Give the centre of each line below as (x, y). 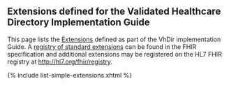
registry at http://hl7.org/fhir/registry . (60, 62)
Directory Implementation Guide (79, 23)
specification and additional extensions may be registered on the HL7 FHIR (114, 54)
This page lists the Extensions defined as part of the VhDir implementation (114, 39)
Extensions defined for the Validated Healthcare (114, 12)
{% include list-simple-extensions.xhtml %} (70, 75)
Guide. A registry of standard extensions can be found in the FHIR (102, 46)
